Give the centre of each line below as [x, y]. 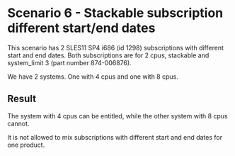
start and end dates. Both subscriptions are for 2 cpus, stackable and [108, 55]
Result [22, 99]
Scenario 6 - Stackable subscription [115, 13]
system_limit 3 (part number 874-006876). [70, 62]
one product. [26, 145]
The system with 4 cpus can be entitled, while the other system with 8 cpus [117, 116]
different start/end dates [81, 28]
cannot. [18, 123]
